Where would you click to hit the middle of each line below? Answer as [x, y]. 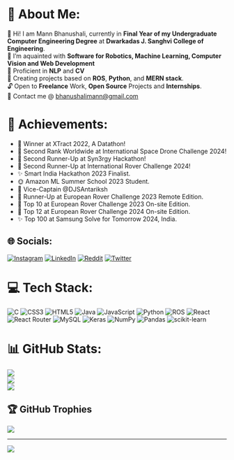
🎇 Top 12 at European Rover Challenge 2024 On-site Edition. [104, 211]
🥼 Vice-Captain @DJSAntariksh [62, 189]
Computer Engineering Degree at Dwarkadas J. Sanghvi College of [106, 41]
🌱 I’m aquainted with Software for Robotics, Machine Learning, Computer [114, 56]
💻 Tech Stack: [50, 288]
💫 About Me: [44, 14]
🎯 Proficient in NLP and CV [46, 71]
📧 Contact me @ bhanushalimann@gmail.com [73, 96]
